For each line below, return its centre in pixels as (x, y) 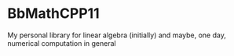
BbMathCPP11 (53, 14)
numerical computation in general (62, 43)
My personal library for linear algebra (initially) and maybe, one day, (117, 35)
